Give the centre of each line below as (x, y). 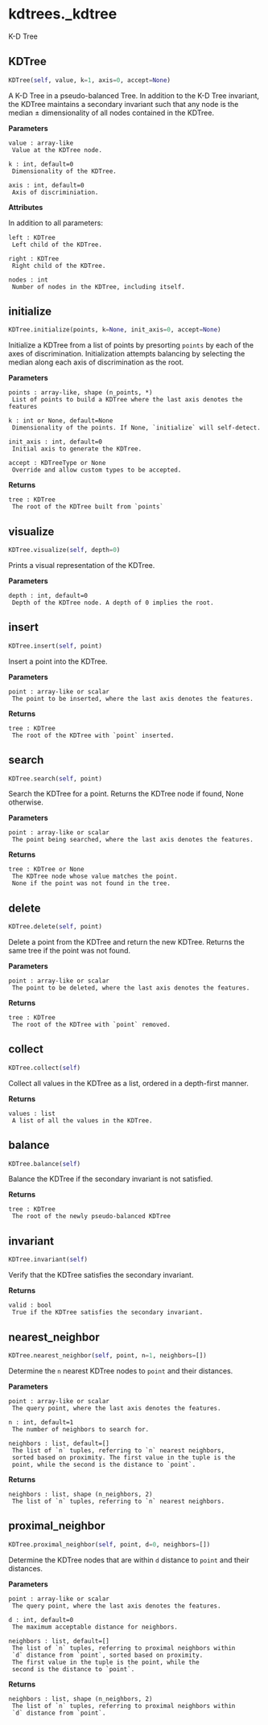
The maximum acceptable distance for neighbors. (95, 1627)
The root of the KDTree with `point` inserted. (93, 735)
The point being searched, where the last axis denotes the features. (132, 840)
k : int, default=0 (41, 164)
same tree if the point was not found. (70, 951)
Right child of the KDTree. (59, 266)
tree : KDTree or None (46, 870)
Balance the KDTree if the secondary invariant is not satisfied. (111, 1179)
